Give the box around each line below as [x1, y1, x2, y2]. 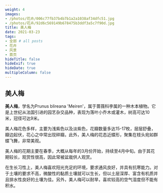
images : [5, 12, 21, 16]
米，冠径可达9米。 [5, 115, 42, 121]
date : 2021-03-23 [5, 30, 40, 34]
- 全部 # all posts [5, 39, 43, 44]
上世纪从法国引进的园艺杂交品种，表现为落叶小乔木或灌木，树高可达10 [9, 109, 150, 115]
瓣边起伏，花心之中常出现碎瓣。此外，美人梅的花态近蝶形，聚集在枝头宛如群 [5, 131, 158, 137]
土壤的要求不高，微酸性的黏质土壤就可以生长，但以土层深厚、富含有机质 [9, 170, 154, 176]
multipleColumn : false [5, 70, 51, 75]
